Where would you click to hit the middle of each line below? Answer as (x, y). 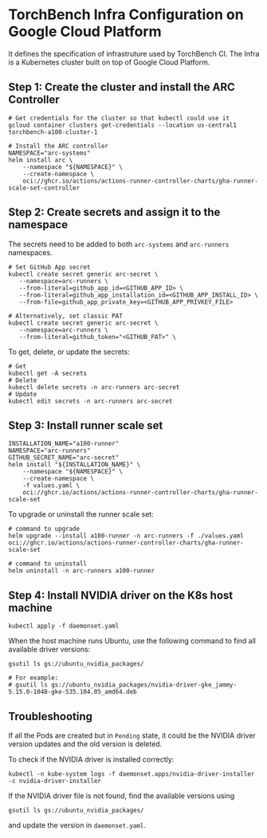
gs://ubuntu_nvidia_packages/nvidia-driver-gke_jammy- (144, 685)
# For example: (33, 678)
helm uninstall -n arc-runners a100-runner (82, 571)
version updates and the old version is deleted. (85, 744)
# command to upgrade (44, 529)
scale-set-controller (44, 188)
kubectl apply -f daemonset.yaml (64, 626)
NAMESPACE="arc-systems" (49, 153)
